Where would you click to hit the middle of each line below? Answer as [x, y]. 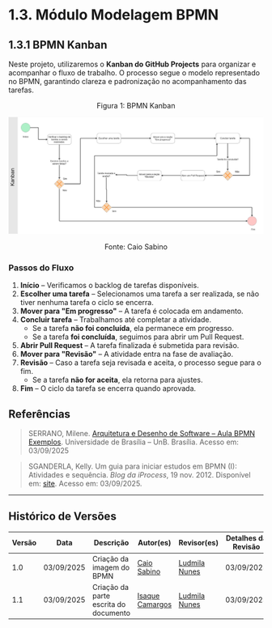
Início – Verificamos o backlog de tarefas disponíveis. [110, 286]
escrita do [109, 604]
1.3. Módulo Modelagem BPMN [114, 15]
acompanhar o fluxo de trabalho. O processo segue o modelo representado [134, 73]
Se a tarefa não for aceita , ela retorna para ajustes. [117, 380]
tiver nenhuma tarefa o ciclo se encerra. [87, 303]
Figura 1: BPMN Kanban [136, 106]
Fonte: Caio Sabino [136, 246]
